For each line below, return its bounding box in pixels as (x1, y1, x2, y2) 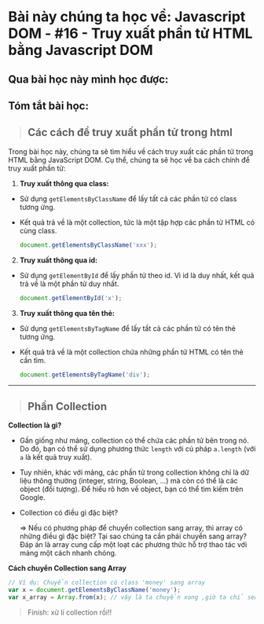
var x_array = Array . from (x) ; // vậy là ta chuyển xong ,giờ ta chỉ (8, 593, 244, 601)
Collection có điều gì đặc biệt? (19, 508, 119, 518)
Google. (19, 493, 46, 502)
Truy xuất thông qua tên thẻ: (19, 308, 115, 318)
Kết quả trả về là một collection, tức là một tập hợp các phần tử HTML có (19, 217, 255, 227)
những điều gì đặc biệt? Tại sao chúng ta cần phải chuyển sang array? (19, 531, 247, 541)
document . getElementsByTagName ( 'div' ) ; (19, 370, 151, 379)
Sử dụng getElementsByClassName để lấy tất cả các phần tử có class (19, 193, 237, 204)
